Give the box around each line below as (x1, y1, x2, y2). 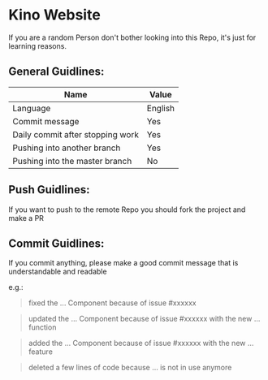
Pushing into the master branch (12, 155, 132, 166)
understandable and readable (8, 266, 107, 277)
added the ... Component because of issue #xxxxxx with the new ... (28, 339, 254, 348)
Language (12, 102, 51, 114)
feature (28, 347, 53, 356)
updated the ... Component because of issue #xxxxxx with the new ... (28, 314, 261, 324)
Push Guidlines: (8, 183, 90, 196)
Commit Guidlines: (8, 236, 105, 250)
